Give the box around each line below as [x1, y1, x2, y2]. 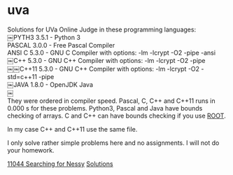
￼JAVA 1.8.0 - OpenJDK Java [7, 80, 93, 89]
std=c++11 [7, 72, 37, 80]
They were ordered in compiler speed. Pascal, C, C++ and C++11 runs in [7, 97, 216, 105]
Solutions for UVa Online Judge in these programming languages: [7, 25, 197, 34]
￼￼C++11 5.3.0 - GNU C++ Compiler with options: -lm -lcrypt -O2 [7, 64, 200, 73]
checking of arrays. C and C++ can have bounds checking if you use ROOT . [7, 111, 226, 120]
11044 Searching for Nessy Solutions [7, 160, 113, 168]
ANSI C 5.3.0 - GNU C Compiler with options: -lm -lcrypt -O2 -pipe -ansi [7, 48, 216, 57]
